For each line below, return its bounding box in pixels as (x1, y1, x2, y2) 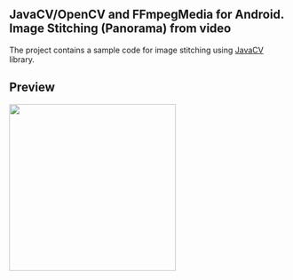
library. (9, 53, 36, 65)
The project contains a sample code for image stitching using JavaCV (9, 44, 264, 55)
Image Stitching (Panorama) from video (9, 21, 232, 36)
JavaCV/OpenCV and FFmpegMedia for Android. (9, 7, 284, 22)
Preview (9, 80, 56, 95)
